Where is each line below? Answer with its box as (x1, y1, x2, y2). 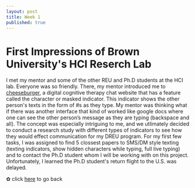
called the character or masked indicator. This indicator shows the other (6, 95, 180, 103)
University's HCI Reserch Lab (6, 57, 152, 70)
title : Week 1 (6, 14, 41, 20)
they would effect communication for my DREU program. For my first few (6, 133, 182, 140)
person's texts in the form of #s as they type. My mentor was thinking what (6, 102, 187, 109)
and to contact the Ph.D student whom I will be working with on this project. (6, 152, 189, 159)
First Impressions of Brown (6, 45, 140, 58)
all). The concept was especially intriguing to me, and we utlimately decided (6, 120, 190, 127)
